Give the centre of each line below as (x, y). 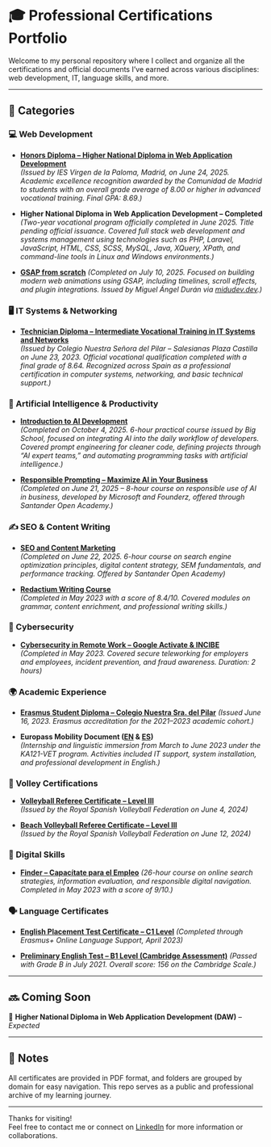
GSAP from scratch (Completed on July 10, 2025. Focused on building (137, 272)
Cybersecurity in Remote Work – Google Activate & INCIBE (120, 645)
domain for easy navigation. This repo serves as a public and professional (131, 1086)
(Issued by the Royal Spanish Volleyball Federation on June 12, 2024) (135, 834)
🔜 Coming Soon (50, 997)
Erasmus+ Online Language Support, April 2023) (102, 940)
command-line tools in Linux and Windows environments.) (117, 256)
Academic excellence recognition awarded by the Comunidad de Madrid (141, 181)
